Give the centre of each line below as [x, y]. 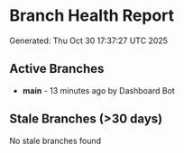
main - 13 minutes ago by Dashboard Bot [99, 90]
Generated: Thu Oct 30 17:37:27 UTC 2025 [89, 40]
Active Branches [57, 69]
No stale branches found [55, 140]
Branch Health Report [92, 16]
